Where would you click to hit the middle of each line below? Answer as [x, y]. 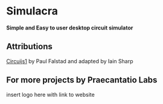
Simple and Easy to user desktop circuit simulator [70, 28]
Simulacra [32, 11]
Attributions [30, 47]
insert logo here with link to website [50, 94]
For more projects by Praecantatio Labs [82, 80]
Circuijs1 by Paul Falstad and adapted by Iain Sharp [70, 61]
